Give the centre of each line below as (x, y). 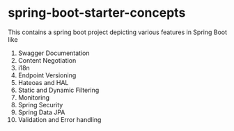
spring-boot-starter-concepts (97, 13)
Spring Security (40, 105)
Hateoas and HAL (43, 82)
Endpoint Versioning (47, 75)
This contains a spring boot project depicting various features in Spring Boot (118, 32)
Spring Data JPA (41, 112)
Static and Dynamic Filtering (58, 90)
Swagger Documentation (54, 53)
